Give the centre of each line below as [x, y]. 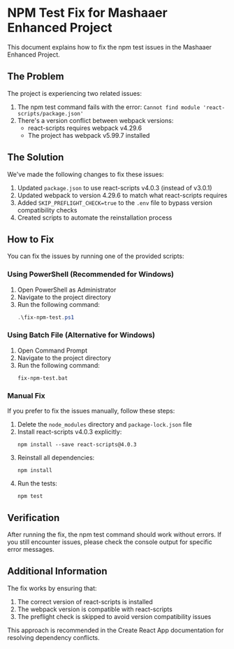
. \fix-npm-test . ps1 [46, 317]
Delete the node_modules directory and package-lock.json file [104, 425]
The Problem [36, 77]
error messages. [31, 549]
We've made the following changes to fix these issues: [86, 174]
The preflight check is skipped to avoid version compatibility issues [114, 616]
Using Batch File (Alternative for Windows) [81, 335]
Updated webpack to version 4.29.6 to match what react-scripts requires [122, 195]
